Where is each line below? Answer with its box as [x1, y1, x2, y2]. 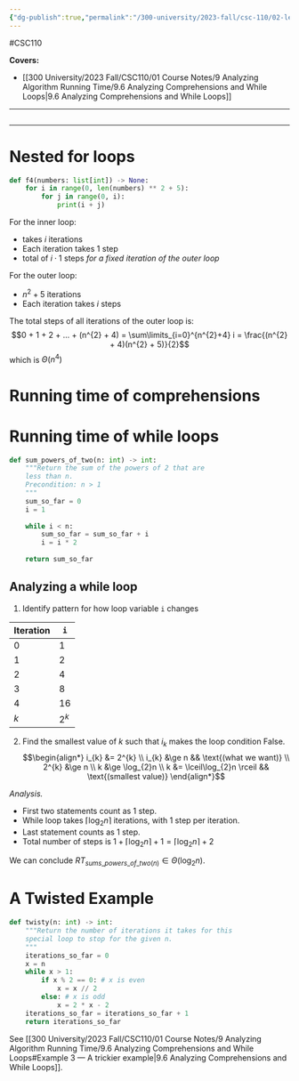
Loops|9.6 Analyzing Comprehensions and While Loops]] [21, 91, 232, 101]
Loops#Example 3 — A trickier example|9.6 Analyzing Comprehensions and [9, 1052, 287, 1063]
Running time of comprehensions [9, 385, 261, 406]
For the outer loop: [9, 270, 77, 281]
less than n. [25, 472, 74, 481]
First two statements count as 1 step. [21, 805, 158, 816]
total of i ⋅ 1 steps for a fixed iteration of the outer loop [21, 253, 220, 263]
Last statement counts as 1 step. [21, 827, 141, 837]
